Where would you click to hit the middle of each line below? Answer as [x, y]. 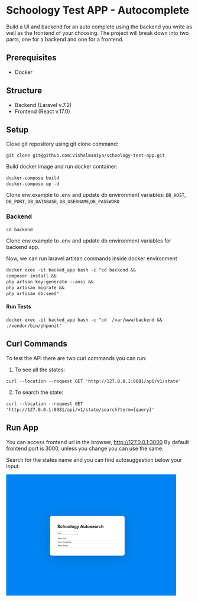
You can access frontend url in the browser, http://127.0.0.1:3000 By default [98, 442]
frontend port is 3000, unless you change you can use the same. [85, 448]
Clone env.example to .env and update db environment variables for [89, 241]
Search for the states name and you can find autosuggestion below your [94, 459]
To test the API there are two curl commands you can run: [76, 358]
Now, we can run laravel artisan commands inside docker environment [92, 258]
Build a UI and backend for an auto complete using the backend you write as [99, 27]
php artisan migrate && [35, 287]
